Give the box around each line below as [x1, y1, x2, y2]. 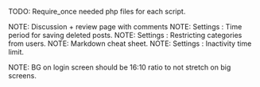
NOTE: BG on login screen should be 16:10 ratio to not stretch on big [8, 62, 231, 72]
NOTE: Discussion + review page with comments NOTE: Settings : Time [8, 22, 243, 31]
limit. [8, 47, 25, 56]
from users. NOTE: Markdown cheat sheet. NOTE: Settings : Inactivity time [8, 39, 252, 48]
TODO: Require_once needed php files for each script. [8, 7, 186, 16]
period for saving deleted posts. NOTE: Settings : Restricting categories [8, 31, 243, 40]
